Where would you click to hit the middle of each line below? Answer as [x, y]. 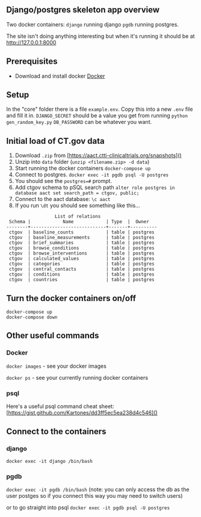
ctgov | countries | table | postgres [82, 280]
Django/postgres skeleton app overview [83, 10]
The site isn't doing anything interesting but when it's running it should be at [100, 36]
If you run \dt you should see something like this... [77, 206]
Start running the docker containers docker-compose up [83, 169]
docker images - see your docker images [56, 366]
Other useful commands [53, 336]
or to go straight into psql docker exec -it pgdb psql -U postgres [88, 507]
